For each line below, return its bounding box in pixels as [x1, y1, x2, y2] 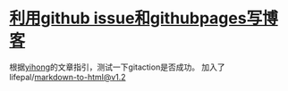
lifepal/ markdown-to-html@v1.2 [9, 71, 127, 82]
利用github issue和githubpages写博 [9, 8, 279, 29]
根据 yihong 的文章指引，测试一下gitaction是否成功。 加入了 [9, 62, 225, 72]
